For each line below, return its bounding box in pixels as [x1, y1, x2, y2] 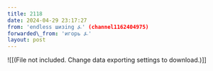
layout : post [7, 37, 46, 44]
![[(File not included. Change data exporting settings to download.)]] [7, 56, 207, 64]
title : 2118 [7, 10, 43, 18]
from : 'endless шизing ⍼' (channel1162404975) [7, 23, 149, 30]
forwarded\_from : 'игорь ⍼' [7, 30, 92, 37]
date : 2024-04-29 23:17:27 [7, 17, 87, 24]
